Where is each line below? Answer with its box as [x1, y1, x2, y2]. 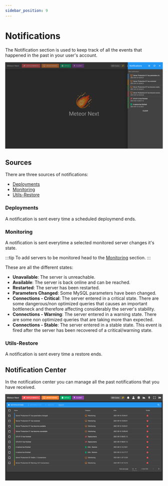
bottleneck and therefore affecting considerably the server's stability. [12, 306, 155, 312]
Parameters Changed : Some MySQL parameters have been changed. [12, 290, 156, 296]
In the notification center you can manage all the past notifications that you [5, 379, 159, 385]
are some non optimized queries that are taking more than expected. [12, 317, 154, 323]
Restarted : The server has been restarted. [12, 285, 100, 291]
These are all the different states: [5, 264, 73, 270]
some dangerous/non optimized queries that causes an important [12, 301, 147, 307]
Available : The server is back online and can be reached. [12, 279, 131, 285]
